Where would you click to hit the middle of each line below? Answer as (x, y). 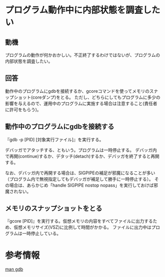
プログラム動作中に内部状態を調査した (83, 10)
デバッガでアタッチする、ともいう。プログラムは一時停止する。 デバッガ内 (81, 150)
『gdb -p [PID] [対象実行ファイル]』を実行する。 (54, 139)
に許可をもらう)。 (23, 110)
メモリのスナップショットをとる (54, 209)
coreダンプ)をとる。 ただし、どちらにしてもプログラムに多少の (97, 97)
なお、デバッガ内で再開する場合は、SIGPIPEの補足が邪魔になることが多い (80, 173)
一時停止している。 (42, 234)
